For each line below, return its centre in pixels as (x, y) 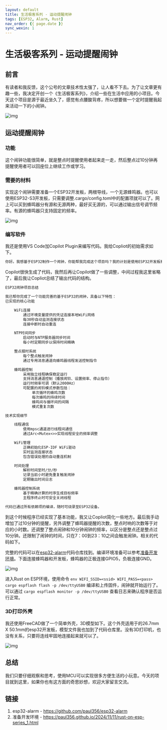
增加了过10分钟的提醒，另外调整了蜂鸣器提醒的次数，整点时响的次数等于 (79, 523)
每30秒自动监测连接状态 (44, 319)
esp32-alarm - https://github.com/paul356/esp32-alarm (70, 711)
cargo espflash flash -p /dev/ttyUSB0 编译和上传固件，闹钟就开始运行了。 (83, 585)
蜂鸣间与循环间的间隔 (50, 402)
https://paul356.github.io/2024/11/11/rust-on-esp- (94, 717)
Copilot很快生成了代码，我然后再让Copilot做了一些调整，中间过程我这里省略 (83, 272)
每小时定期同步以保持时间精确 (49, 342)
